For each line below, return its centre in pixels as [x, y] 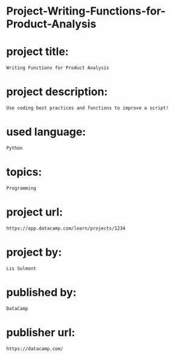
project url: [35, 212]
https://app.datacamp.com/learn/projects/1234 [66, 228]
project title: [37, 52]
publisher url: [41, 332]
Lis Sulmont [21, 268]
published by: [41, 293]
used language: [46, 132]
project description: [57, 92]
